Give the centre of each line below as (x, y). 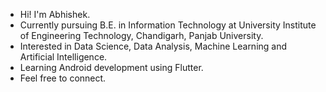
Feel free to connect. (63, 78)
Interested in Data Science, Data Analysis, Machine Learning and (153, 46)
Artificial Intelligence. (63, 57)
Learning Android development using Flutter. (111, 67)
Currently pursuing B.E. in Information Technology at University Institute (168, 25)
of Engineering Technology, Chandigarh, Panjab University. (141, 35)
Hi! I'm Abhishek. (55, 14)
